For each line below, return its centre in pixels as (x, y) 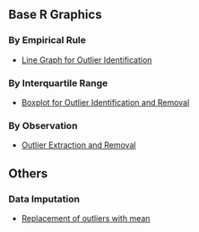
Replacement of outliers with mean (86, 218)
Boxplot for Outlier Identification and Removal (105, 102)
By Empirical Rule (48, 40)
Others (28, 173)
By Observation (43, 125)
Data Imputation (44, 199)
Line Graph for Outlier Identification (87, 60)
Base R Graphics (55, 15)
